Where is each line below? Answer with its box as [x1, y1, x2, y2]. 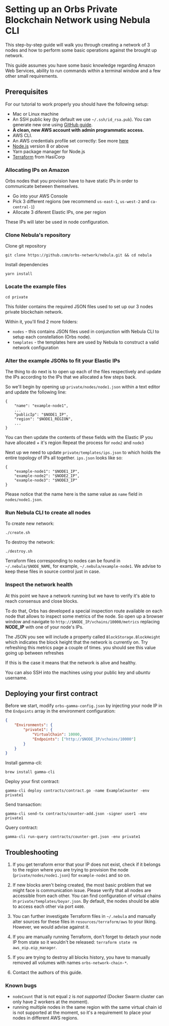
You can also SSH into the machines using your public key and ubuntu [5, 669, 150, 675]
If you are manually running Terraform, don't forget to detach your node [12, 934, 161, 940]
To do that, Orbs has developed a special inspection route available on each [5, 608, 162, 614]
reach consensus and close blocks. [5, 598, 79, 604]
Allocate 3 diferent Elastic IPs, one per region [12, 209, 107, 215]
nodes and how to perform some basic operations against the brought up [5, 47, 157, 53]
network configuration [12, 345, 59, 351]
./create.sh [5, 530, 30, 535]
